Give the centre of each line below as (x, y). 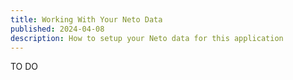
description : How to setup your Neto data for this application (147, 38)
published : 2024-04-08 (57, 29)
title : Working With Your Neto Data (86, 19)
